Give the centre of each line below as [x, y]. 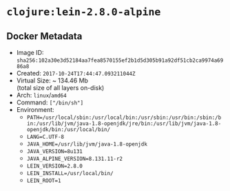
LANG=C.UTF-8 [45, 137]
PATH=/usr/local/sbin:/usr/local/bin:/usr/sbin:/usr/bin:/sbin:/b [124, 117]
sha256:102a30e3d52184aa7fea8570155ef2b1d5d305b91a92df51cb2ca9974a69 [120, 60]
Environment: [35, 110]
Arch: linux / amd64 [41, 95]
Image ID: [30, 53]
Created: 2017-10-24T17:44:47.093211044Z [76, 73]
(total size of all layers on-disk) [60, 88]
